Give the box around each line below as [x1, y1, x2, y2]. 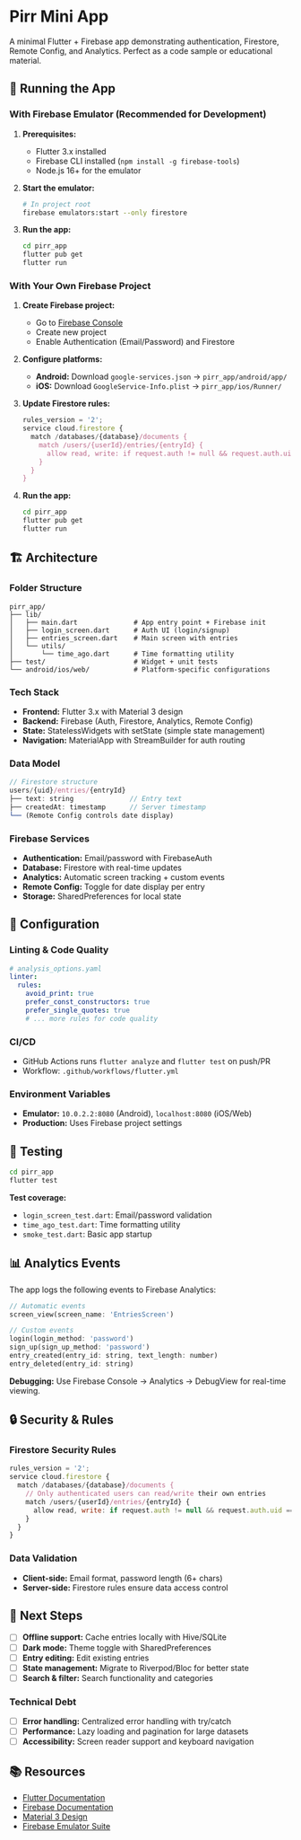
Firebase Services [9, 832, 90, 845]
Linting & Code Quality [9, 944, 109, 956]
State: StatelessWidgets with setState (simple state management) [21, 725, 266, 735]
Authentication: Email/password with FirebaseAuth [21, 852, 212, 863]
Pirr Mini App [9, 6, 109, 27]
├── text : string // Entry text [9, 794, 182, 803]
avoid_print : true [25, 990, 94, 999]
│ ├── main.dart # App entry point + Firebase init [9, 618, 267, 627]
